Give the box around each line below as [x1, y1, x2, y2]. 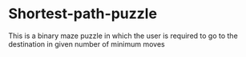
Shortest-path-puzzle [8, 5, 158, 23]
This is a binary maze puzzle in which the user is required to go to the [8, 31, 238, 40]
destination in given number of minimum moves [8, 39, 166, 48]
